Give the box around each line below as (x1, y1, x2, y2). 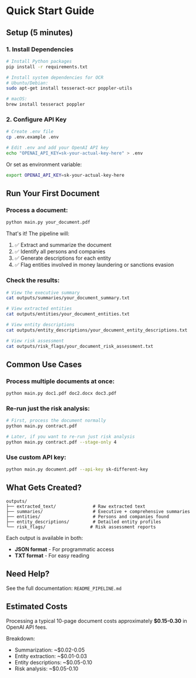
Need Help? (6, 569, 50, 579)
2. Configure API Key (6, 115, 67, 123)
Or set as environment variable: (6, 160, 82, 168)
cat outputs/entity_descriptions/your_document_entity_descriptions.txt (6, 327, 188, 333)
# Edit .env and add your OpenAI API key (6, 145, 109, 151)
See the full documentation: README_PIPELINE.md (6, 585, 122, 592)
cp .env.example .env (6, 134, 59, 140)
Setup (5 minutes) (6, 28, 73, 38)
